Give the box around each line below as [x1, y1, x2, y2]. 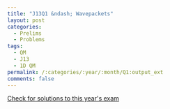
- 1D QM [13, 62, 36, 69]
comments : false [7, 75, 54, 82]
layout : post [7, 17, 45, 24]
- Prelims [13, 29, 42, 37]
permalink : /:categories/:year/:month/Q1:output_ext [7, 68, 164, 75]
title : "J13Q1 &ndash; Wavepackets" [7, 10, 114, 17]
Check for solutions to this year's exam [7, 94, 120, 103]
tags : [7, 43, 23, 50]
